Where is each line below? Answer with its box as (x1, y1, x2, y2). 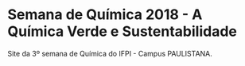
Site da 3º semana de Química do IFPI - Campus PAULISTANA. (7, 49, 212, 58)
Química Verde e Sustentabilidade (7, 22, 238, 41)
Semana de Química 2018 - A (7, 6, 203, 24)
